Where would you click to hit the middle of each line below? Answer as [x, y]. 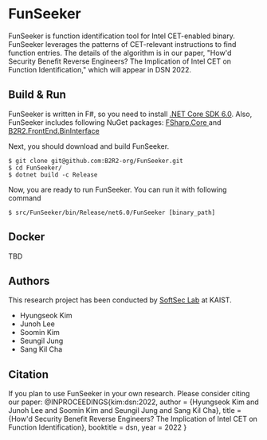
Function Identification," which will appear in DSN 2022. [100, 69]
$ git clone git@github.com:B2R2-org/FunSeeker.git [96, 161]
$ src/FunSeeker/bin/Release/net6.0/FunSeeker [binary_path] [112, 212]
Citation [29, 374]
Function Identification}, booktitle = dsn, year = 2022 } [98, 427]
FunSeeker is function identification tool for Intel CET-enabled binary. [122, 36]
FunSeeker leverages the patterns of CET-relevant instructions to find [122, 44]
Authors [29, 280]
